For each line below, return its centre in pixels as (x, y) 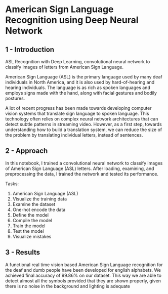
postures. (15, 98)
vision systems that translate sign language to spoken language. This (77, 113)
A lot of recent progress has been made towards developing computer (78, 108)
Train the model (29, 226)
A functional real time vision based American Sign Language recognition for (84, 265)
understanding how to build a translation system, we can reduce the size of (84, 130)
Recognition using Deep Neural (72, 20)
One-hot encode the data (39, 209)
